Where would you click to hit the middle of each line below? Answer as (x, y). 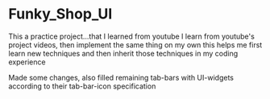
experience (27, 62)
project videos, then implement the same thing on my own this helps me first (135, 44)
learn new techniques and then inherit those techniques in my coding (123, 53)
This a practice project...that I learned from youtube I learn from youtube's (132, 36)
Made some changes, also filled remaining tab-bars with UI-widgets (121, 77)
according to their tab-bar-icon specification (82, 86)
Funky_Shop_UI (60, 14)
